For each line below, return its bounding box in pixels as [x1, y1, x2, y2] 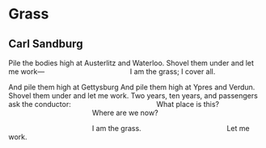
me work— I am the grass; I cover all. [8, 67, 216, 76]
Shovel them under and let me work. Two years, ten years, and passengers [8, 91, 259, 101]
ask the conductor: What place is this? [8, 100, 220, 109]
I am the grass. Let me [91, 124, 250, 133]
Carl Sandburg [8, 37, 83, 51]
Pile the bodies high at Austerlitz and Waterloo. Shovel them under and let [8, 58, 255, 68]
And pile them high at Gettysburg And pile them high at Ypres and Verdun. [8, 82, 255, 92]
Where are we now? [91, 108, 159, 117]
